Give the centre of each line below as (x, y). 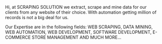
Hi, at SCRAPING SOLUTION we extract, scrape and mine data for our (76, 7)
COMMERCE (18, 37)
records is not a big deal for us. (37, 17)
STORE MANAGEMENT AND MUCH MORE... (77, 37)
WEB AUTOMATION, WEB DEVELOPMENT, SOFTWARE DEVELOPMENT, (78, 32)
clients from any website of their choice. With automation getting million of (81, 12)
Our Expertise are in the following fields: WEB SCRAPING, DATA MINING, (79, 27)
